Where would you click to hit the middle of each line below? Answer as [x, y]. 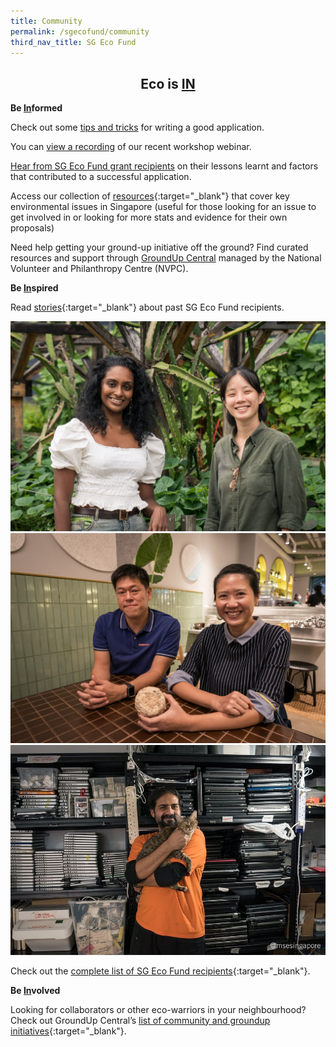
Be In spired [34, 288]
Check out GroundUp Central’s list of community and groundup [140, 1020]
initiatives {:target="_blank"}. [68, 1031]
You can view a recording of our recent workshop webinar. [131, 147]
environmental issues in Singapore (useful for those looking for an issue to [163, 207]
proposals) [32, 228]
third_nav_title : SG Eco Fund [73, 42]
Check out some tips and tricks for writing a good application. [137, 127]
